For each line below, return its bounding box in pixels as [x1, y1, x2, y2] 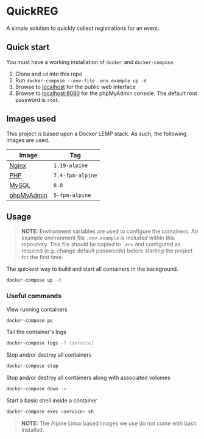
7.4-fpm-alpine [53, 172, 97, 179]
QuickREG [6, 4, 58, 18]
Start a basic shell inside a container [6, 397, 97, 404]
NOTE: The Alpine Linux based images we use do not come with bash [21, 419, 197, 427]
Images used [6, 114, 57, 124]
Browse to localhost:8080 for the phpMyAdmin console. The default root [15, 90, 197, 97]
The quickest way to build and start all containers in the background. [6, 265, 178, 273]
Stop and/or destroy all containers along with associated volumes [6, 374, 171, 382]
